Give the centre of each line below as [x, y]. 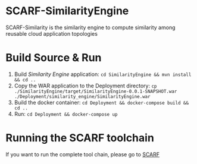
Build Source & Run [54, 58]
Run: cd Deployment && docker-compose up [66, 113]
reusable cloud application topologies [51, 33]
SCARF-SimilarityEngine [67, 11]
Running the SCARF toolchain [80, 138]
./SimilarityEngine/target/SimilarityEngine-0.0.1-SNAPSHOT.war [96, 91]
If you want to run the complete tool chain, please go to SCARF [83, 154]
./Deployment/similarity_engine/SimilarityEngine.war [82, 96]
